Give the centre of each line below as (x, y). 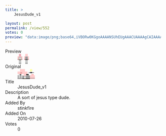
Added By (15, 103)
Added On (16, 113)
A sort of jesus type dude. (44, 98)
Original (13, 67)
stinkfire (26, 108)
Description (17, 92)
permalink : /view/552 (27, 28)
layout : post (19, 23)
